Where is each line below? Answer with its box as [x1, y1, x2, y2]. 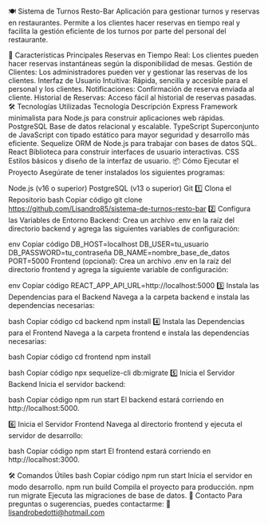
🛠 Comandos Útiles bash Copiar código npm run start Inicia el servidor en [8, 471, 253, 480]
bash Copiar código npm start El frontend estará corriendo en [8, 446, 211, 456]
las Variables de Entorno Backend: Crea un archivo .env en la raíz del [8, 215, 235, 225]
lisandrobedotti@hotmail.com [8, 507, 105, 517]
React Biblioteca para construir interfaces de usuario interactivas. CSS [8, 147, 239, 156]
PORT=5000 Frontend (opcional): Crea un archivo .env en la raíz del [8, 256, 231, 266]
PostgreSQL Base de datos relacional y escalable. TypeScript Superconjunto [8, 122, 259, 131]
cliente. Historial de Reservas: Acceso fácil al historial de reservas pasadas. [8, 93, 257, 102]
